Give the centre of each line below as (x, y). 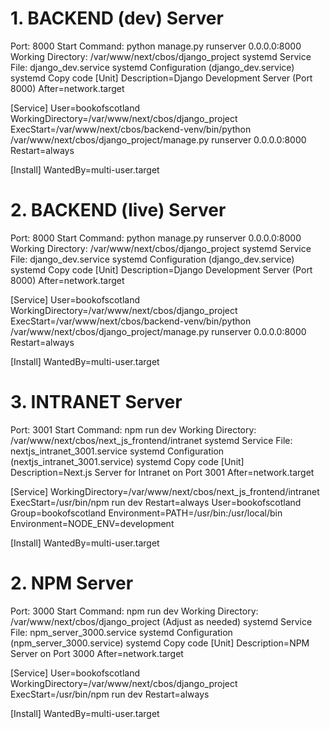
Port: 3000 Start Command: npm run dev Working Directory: (134, 611)
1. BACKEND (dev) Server (117, 18)
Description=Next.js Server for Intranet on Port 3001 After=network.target (162, 472)
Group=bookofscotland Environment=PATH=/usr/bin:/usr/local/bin (146, 513)
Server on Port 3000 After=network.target (97, 653)
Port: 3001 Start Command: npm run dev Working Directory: (133, 429)
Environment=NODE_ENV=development (92, 523)
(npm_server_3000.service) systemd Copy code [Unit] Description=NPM (160, 643)
